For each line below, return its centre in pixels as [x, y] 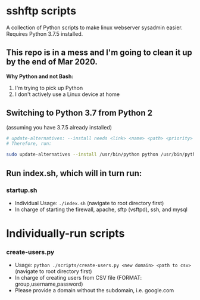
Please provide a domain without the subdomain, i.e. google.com [94, 290]
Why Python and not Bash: [40, 76]
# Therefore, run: [29, 144]
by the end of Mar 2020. [52, 62]
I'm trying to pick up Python [49, 88]
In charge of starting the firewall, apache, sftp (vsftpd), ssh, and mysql [101, 209]
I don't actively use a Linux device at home [67, 94]
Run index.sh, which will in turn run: [74, 173]
